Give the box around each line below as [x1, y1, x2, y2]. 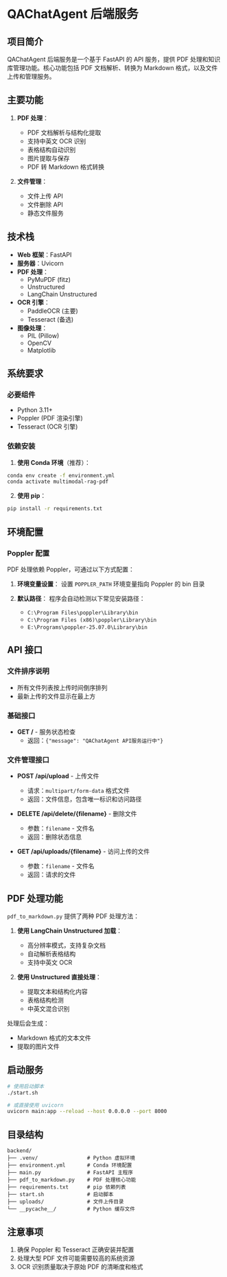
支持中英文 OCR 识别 [27, 136, 86, 145]
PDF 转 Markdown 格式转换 [27, 163, 105, 171]
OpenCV [27, 339, 52, 347]
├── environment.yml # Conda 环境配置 [7, 1162, 132, 1169]
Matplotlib [27, 346, 56, 354]
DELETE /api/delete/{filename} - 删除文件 [16, 810, 137, 818]
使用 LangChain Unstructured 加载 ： [16, 927, 123, 935]
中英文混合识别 [27, 1005, 70, 1013]
